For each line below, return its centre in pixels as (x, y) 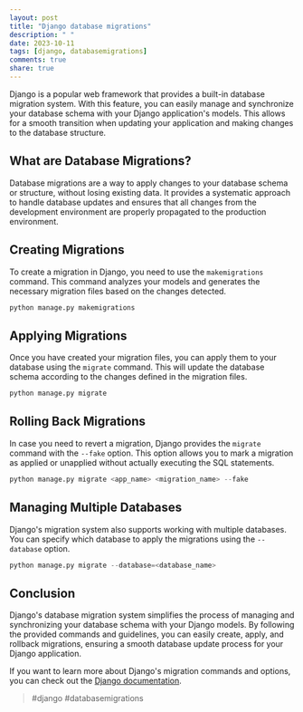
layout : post (34, 18)
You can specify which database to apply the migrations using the (133, 539)
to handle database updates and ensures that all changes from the (133, 202)
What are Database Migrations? (100, 161)
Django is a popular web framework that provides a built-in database (137, 94)
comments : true (38, 60)
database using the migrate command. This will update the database (137, 367)
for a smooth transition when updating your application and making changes (151, 122)
